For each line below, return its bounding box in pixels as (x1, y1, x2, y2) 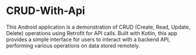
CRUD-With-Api (6, 4, 85, 18)
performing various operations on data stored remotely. (6, 42, 140, 49)
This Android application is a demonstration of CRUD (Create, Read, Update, (6, 23, 191, 30)
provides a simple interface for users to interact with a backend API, (6, 36, 170, 43)
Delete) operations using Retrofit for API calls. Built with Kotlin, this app (6, 29, 178, 36)
